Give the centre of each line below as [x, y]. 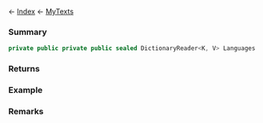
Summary [28, 32]
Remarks [26, 111]
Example [26, 90]
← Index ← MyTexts [41, 12]
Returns [24, 69]
